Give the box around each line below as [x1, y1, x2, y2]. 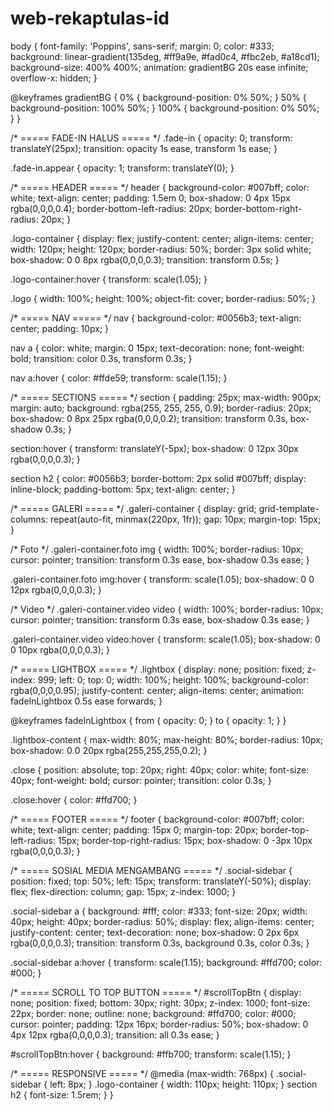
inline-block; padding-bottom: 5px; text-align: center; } [10, 483, 236, 495]
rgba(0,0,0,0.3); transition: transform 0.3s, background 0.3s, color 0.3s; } [10, 937, 310, 949]
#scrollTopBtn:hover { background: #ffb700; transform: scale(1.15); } [10, 1048, 292, 1060]
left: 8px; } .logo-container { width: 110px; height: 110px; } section [49, 1078, 318, 1090]
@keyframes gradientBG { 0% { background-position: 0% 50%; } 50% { [10, 91, 307, 103]
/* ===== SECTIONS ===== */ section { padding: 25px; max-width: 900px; [10, 391, 322, 403]
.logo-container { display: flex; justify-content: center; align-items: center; [10, 232, 315, 244]
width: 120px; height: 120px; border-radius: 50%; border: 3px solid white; [10, 243, 312, 255]
